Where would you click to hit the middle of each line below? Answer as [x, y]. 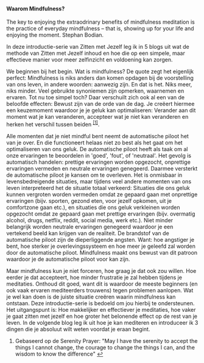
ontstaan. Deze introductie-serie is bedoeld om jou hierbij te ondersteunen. [100, 303]
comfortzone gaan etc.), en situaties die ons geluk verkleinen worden [93, 207]
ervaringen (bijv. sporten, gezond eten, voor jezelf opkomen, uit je [89, 200]
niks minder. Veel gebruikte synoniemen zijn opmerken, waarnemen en [95, 91]
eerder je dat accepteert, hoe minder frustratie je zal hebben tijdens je [94, 277]
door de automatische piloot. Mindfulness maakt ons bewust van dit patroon [102, 252]
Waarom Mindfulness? [36, 9]
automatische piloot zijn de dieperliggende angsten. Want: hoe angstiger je [100, 239]
